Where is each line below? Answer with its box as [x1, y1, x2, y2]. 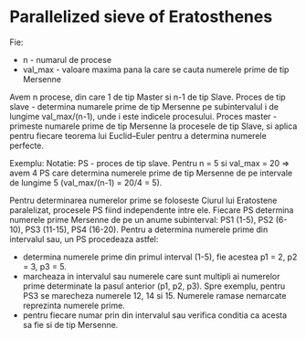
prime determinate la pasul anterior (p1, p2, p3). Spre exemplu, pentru [22, 281, 286, 291]
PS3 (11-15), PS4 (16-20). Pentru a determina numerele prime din [25, 224, 269, 235]
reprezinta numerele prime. [22, 300, 125, 311]
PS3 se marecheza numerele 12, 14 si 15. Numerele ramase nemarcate [22, 290, 287, 301]
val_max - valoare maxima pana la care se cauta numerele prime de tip [22, 64, 290, 75]
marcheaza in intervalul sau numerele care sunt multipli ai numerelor [22, 270, 280, 281]
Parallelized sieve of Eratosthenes [9, 6, 273, 27]
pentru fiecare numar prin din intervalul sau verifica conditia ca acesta [22, 309, 288, 321]
